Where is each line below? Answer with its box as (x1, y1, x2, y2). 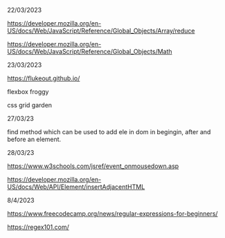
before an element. (7, 135, 62, 143)
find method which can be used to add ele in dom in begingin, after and (7, 128, 211, 136)
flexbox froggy (7, 88, 49, 95)
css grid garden (7, 101, 53, 109)
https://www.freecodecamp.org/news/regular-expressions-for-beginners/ (7, 210, 218, 217)
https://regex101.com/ (7, 223, 69, 231)
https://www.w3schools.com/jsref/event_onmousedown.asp (7, 162, 179, 170)
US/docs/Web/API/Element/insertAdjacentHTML (7, 183, 145, 191)
